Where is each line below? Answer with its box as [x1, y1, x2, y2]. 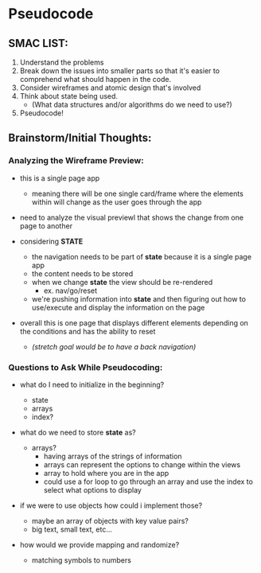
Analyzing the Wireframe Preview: [8, 155, 145, 166]
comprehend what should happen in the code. [19, 75, 172, 84]
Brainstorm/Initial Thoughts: [8, 131, 152, 145]
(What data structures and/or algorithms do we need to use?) [31, 100, 232, 109]
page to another [19, 220, 73, 231]
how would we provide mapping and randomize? [19, 540, 180, 549]
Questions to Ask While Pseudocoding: [8, 361, 163, 372]
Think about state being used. [19, 92, 118, 100]
